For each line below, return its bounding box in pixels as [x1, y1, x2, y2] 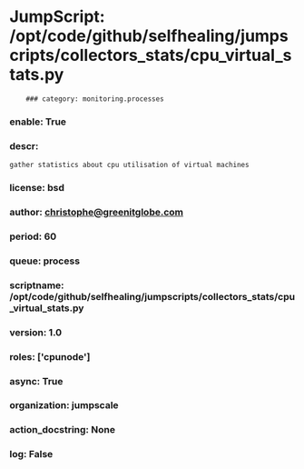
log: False [9, 448, 54, 461]
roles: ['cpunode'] [9, 350, 91, 363]
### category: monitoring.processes [25, 94, 165, 104]
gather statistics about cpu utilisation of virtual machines [9, 161, 250, 170]
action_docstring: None [9, 424, 116, 436]
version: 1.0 [9, 325, 63, 338]
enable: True [9, 115, 66, 128]
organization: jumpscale [9, 399, 120, 412]
